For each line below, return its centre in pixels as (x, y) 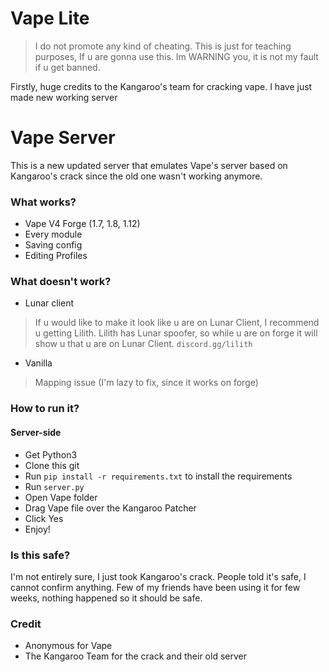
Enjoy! (37, 529)
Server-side (36, 432)
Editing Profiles (56, 256)
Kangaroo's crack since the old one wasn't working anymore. (136, 176)
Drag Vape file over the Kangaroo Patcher (110, 508)
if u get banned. (67, 67)
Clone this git (52, 465)
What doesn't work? (61, 282)
